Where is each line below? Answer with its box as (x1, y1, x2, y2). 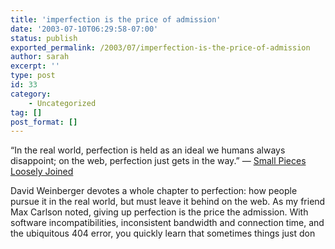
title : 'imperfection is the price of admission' (10, 14, 222, 25)
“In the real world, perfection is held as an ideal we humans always (10, 144, 286, 156)
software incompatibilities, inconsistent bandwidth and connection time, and (10, 217, 325, 229)
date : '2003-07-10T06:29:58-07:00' (10, 24, 159, 34)
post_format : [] (10, 117, 78, 127)
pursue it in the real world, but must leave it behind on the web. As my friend (10, 196, 326, 208)
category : (10, 89, 52, 99)
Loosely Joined (10, 166, 74, 178)
